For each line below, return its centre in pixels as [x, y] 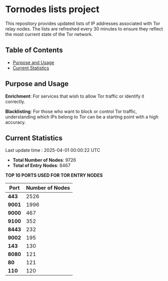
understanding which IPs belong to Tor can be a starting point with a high [82, 117]
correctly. [15, 101]
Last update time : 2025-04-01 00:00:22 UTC [53, 150]
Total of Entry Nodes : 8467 [42, 166]
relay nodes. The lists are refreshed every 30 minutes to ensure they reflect [84, 28]
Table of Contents [34, 50]
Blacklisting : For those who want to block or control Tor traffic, [71, 111]
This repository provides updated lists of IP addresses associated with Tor [83, 23]
